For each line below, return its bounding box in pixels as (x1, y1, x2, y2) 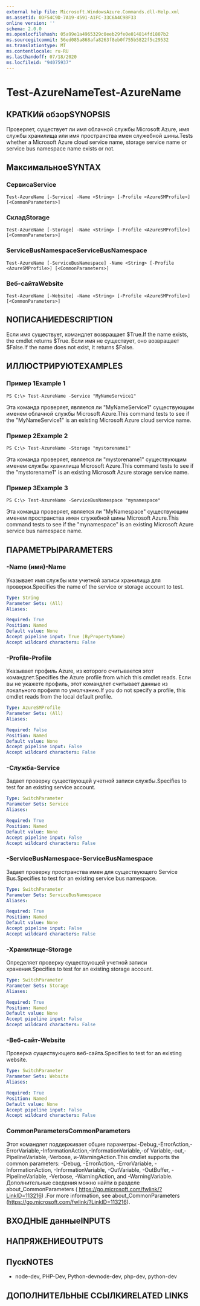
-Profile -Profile (6, 653, 52, 662)
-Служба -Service (6, 764, 60, 772)
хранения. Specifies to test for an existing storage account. (6, 965, 153, 973)
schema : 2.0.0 (6, 25, 42, 32)
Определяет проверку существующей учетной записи (6, 959, 147, 966)
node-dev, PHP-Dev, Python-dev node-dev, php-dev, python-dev (15, 1273, 177, 1280)
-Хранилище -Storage (6, 945, 73, 954)
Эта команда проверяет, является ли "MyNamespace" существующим (6, 508, 189, 516)
